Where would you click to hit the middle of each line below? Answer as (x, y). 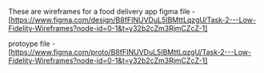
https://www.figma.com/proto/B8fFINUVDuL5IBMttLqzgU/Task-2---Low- (131, 52)
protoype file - (32, 44)
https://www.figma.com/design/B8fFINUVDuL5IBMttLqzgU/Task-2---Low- (133, 20)
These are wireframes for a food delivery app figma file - (102, 12)
